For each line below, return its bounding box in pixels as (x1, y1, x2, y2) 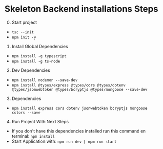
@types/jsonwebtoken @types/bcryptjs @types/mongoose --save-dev (11, 87, 147, 92)
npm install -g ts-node (11, 59, 61, 64)
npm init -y (11, 35, 36, 40)
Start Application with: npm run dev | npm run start (11, 138, 117, 144)
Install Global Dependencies (11, 43, 68, 49)
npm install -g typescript (11, 53, 67, 59)
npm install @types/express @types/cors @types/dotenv (11, 83, 126, 88)
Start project (11, 19, 37, 25)
